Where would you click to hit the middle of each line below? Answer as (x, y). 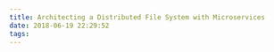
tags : (19, 33)
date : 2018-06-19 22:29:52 (59, 26)
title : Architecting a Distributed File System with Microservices (137, 17)
